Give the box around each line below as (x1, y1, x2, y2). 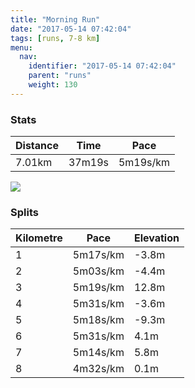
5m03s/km (72, 264, 125, 278)
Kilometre (15, 231, 63, 245)
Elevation (133, 231, 180, 245)
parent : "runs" (28, 71, 92, 81)
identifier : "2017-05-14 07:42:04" (28, 61, 177, 71)
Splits (10, 205, 39, 219)
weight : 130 (28, 80, 78, 90)
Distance (15, 139, 59, 153)
